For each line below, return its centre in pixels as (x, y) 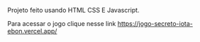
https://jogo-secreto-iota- (155, 23)
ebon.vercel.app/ (32, 31)
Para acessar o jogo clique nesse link (62, 23)
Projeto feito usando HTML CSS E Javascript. (73, 10)
